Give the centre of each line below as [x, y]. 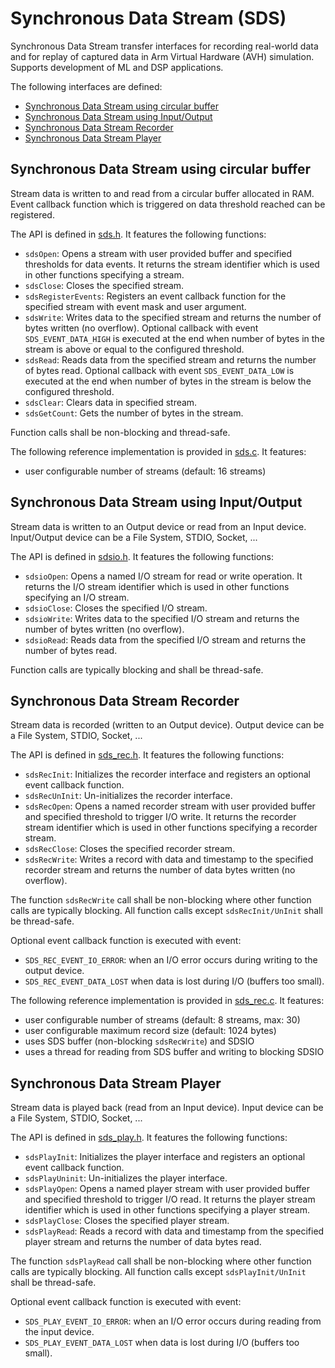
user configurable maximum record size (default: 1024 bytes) [150, 1031]
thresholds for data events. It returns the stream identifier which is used [172, 264]
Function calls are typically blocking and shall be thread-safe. [137, 669]
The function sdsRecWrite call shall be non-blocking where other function [161, 900]
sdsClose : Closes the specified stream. [104, 285]
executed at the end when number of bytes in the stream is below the [168, 381]
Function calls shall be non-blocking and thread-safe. [120, 432]
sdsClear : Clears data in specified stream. [111, 402]
